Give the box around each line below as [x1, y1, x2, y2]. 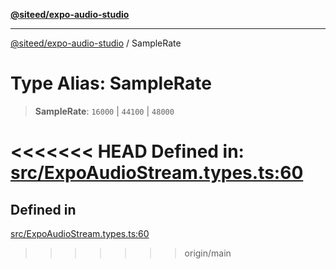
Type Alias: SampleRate [10, 72, 212, 95]
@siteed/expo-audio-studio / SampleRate [10, 37, 182, 49]
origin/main [184, 247, 232, 259]
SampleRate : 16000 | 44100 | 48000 [34, 105, 175, 117]
